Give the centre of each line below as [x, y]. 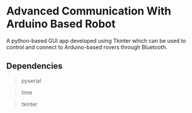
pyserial [31, 80]
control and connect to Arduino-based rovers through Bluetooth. [87, 47]
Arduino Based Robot [61, 24]
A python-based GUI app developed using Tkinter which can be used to [96, 40]
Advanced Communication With [89, 11]
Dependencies [34, 66]
